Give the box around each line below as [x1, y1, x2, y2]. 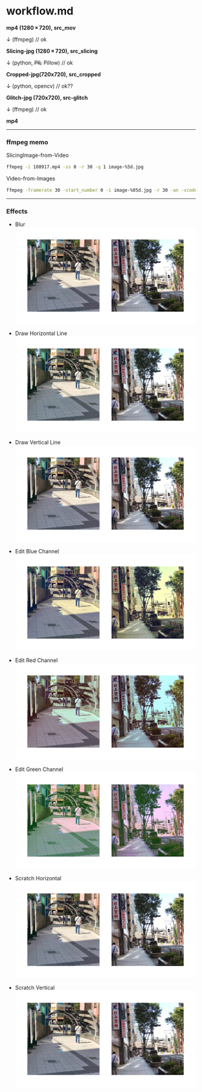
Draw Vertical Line [14, 439, 61, 446]
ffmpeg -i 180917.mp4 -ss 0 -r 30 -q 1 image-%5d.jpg [6, 164, 144, 170]
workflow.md [6, 4, 74, 18]
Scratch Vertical [14, 984, 55, 991]
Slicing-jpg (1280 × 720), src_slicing [6, 47, 98, 55]
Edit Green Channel [14, 765, 64, 773]
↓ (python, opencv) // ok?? [6, 82, 73, 90]
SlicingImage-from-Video [6, 152, 69, 159]
